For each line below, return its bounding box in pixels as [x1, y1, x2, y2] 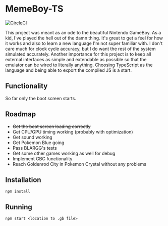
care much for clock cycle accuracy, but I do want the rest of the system [5, 46, 156, 52]
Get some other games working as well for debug [12, 150, 116, 156]
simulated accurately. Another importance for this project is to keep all [5, 51, 151, 57]
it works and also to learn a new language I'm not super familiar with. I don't [5, 40, 163, 46]
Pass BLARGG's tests [12, 145, 57, 151]
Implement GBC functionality [12, 155, 73, 162]
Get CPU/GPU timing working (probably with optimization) [12, 128, 133, 134]
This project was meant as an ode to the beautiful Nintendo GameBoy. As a [5, 29, 161, 35]
